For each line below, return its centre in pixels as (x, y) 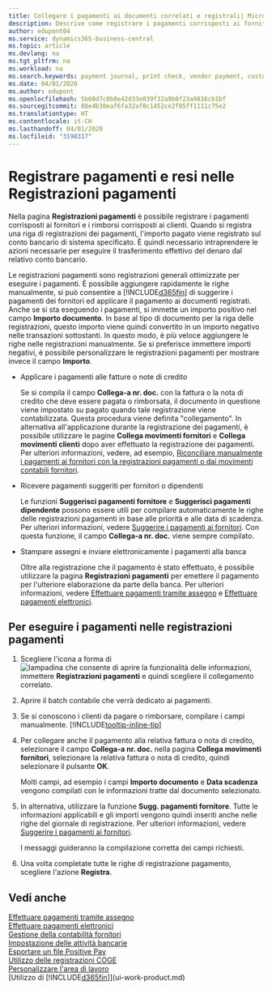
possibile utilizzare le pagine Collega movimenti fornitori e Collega (133, 435)
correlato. (36, 685)
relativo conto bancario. (48, 259)
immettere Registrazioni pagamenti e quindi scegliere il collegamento (137, 676)
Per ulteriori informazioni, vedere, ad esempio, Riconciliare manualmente (141, 452)
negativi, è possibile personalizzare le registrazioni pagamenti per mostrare (134, 352)
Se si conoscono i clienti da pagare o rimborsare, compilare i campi (132, 716)
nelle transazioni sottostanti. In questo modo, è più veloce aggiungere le (129, 335)
